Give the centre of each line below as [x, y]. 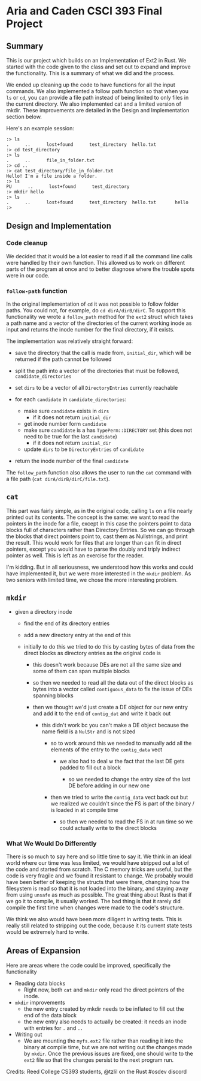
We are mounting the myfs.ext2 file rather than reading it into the [103, 1041]
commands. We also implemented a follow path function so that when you [98, 91]
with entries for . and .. [54, 1028]
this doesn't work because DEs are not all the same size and [107, 664]
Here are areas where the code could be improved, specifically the [88, 965]
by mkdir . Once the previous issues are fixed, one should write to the [108, 1053]
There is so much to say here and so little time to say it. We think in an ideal [99, 856]
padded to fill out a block [90, 768]
